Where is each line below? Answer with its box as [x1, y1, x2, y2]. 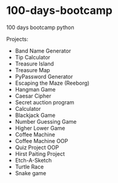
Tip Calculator [15, 53, 50, 61]
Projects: [6, 35, 28, 42]
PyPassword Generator [15, 73, 73, 80]
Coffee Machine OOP [15, 137, 68, 144]
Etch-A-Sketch [15, 156, 52, 164]
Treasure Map [15, 66, 50, 73]
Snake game [15, 169, 47, 176]
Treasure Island [15, 60, 54, 67]
